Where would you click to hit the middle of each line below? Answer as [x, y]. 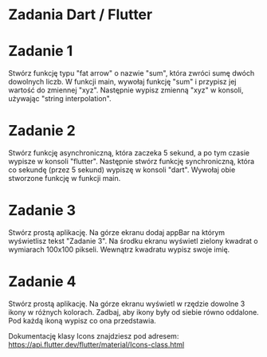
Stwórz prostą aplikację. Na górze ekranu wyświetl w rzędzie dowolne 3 [127, 304]
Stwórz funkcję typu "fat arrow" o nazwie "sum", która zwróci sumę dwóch [132, 73]
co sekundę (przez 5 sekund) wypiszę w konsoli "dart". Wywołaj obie [122, 170]
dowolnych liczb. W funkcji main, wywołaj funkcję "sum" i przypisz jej [122, 82]
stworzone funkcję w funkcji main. [65, 178]
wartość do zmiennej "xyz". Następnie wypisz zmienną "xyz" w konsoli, [126, 90]
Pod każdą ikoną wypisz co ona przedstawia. [82, 320]
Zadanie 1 [41, 51]
